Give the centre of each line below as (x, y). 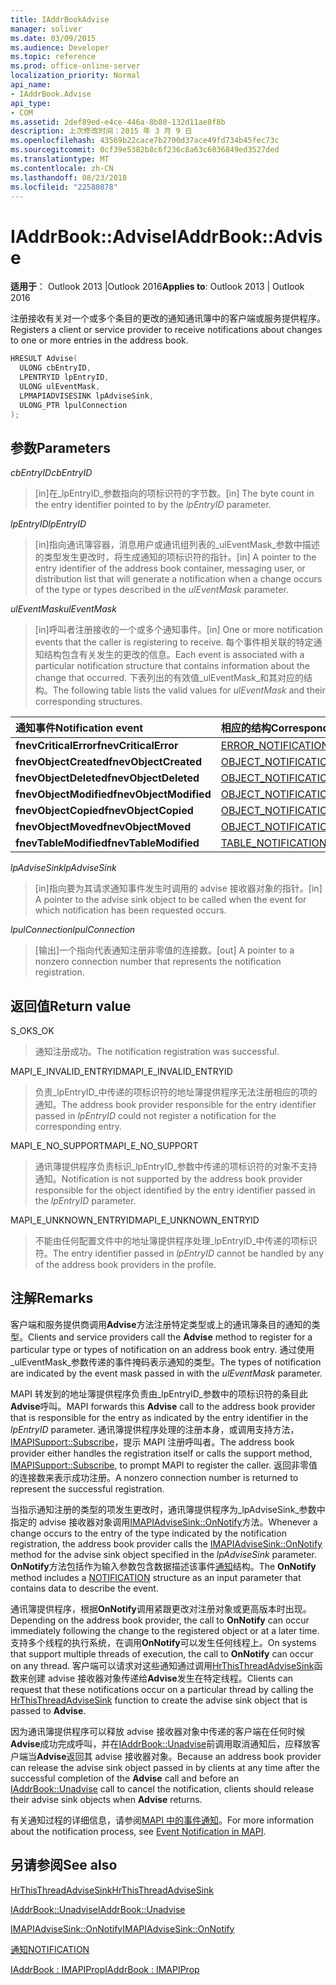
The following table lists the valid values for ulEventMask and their (189, 690)
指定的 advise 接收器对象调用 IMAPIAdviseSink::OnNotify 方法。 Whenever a (164, 1522)
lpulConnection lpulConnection (73, 930)
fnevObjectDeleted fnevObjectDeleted (107, 778)
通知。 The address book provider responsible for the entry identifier (175, 1105)
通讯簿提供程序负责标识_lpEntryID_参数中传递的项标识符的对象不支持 (176, 1167)
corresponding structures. (88, 702)
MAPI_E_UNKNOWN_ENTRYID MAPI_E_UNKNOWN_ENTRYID (135, 1220)
